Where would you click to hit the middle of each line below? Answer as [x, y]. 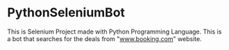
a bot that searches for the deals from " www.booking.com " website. [105, 38]
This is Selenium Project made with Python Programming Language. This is [114, 32]
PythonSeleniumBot [66, 13]
